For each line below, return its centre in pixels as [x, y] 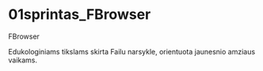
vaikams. [23, 60]
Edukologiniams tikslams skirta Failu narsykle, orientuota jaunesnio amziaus [132, 51]
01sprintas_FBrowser [80, 15]
